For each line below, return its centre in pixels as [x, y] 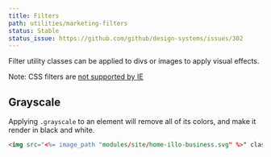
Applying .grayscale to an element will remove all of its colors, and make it [132, 122]
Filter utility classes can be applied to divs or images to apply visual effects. [134, 61]
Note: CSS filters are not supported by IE [76, 76]
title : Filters [34, 16]
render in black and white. [52, 130]
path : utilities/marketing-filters [68, 23]
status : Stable [34, 31]
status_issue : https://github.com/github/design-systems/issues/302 [126, 38]
